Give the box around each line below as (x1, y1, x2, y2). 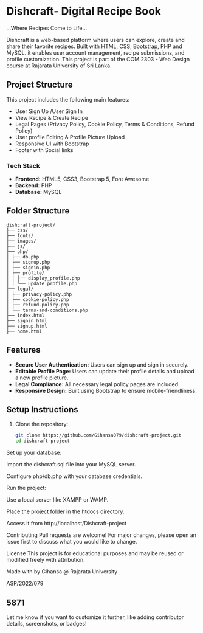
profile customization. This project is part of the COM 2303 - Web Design (6, 55, 190, 63)
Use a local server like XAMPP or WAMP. (6, 496, 109, 503)
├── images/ (6, 238, 36, 244)
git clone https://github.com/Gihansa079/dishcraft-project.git (15, 432, 182, 438)
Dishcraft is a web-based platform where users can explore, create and (6, 36, 185, 43)
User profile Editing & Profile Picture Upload (15, 133, 125, 140)
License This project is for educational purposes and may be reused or (6, 550, 184, 557)
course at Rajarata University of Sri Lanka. (6, 62, 112, 69)
